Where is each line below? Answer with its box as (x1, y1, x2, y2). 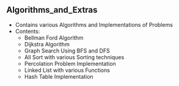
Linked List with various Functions (24, 66, 110, 74)
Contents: (15, 27, 40, 35)
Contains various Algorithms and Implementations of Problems (15, 21, 173, 28)
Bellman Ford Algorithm (24, 34, 84, 41)
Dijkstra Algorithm (24, 40, 70, 48)
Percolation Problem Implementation (24, 60, 116, 67)
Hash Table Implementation (24, 73, 93, 80)
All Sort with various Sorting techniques (24, 53, 125, 60)
